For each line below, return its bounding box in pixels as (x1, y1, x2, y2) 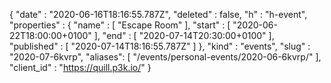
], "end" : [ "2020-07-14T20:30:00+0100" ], (93, 30, 275, 41)
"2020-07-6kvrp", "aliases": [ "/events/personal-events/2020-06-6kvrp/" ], (9, 51, 322, 63)
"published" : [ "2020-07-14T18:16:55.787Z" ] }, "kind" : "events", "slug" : (9, 40, 311, 52)
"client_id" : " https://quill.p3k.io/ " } (9, 62, 152, 73)
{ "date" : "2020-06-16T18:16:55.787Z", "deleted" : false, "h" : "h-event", (9, 9, 308, 20)
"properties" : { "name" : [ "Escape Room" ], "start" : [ (9, 19, 231, 31)
